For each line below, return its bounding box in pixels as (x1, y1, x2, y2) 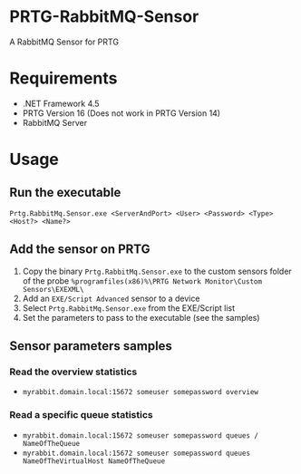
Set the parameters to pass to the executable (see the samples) (22, 312, 260, 323)
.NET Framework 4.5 (22, 98, 100, 109)
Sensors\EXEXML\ (22, 285, 84, 294)
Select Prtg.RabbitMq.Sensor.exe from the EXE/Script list (22, 302, 236, 314)
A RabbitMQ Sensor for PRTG (9, 36, 120, 47)
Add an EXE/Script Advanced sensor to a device (22, 293, 200, 304)
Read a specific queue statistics (9, 409, 153, 421)
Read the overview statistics (9, 365, 138, 378)
